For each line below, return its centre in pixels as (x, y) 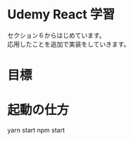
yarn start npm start (36, 130)
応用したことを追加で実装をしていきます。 (69, 44)
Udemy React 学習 (61, 14)
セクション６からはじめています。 (56, 35)
